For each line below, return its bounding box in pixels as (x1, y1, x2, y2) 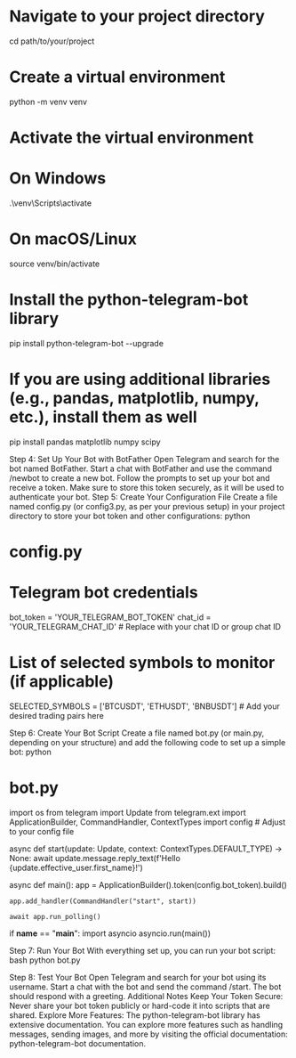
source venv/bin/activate (9, 258, 100, 269)
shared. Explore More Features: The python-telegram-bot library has (9, 1009, 260, 1021)
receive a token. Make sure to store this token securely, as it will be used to (9, 482, 284, 492)
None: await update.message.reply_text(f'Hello (9, 852, 180, 863)
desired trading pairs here (9, 710, 104, 720)
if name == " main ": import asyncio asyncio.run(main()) (9, 928, 212, 939)
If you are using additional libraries (9, 370, 271, 389)
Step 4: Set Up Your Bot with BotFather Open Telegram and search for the (9, 453, 280, 464)
